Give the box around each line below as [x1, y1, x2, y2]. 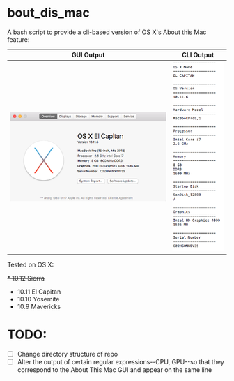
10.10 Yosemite [17, 294, 60, 303]
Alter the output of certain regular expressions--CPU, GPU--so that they [17, 357, 224, 366]
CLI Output [182, 51, 214, 59]
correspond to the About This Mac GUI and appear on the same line [17, 366, 212, 374]
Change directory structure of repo [17, 350, 118, 358]
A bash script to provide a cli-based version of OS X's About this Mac [7, 28, 207, 36]
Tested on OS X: [7, 260, 54, 269]
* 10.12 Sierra [7, 274, 45, 282]
